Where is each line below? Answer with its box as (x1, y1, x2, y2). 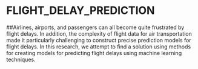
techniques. (6, 56, 36, 63)
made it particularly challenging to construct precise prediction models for (6, 36, 192, 44)
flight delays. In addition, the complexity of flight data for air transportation (6, 30, 192, 37)
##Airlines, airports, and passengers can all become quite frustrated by (6, 24, 185, 31)
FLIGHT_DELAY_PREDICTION (6, 4, 155, 18)
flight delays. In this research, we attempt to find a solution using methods (6, 43, 191, 50)
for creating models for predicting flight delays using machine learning (6, 49, 182, 56)
